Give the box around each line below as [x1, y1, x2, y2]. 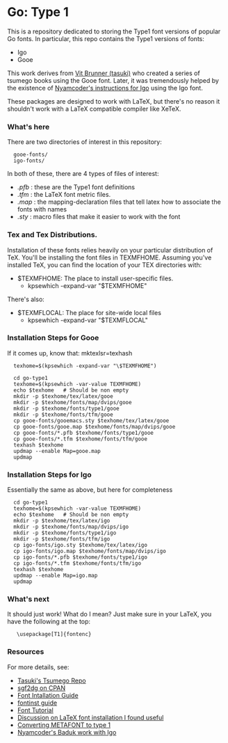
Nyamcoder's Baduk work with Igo [17, 728, 117, 736]
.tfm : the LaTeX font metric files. [17, 191, 111, 199]
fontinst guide [17, 698, 58, 707]
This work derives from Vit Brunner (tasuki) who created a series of [7, 69, 200, 77]
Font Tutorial [17, 705, 54, 714]
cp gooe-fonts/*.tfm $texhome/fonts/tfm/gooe [13, 436, 148, 442]
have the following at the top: [7, 617, 91, 626]
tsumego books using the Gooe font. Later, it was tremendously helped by [7, 76, 219, 84]
